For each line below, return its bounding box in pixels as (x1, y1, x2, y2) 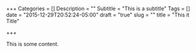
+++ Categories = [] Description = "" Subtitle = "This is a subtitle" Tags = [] (6, 5, 190, 12)
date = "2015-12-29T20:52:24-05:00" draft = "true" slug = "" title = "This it (6, 11, 190, 18)
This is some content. (6, 41, 59, 47)
